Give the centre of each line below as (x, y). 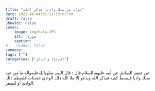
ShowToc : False (21, 23)
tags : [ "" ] (17, 54)
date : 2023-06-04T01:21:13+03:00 (39, 14)
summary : (14, 50)
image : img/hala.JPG (35, 32)
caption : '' (26, 41)
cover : (12, 28)
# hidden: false (25, 45)
